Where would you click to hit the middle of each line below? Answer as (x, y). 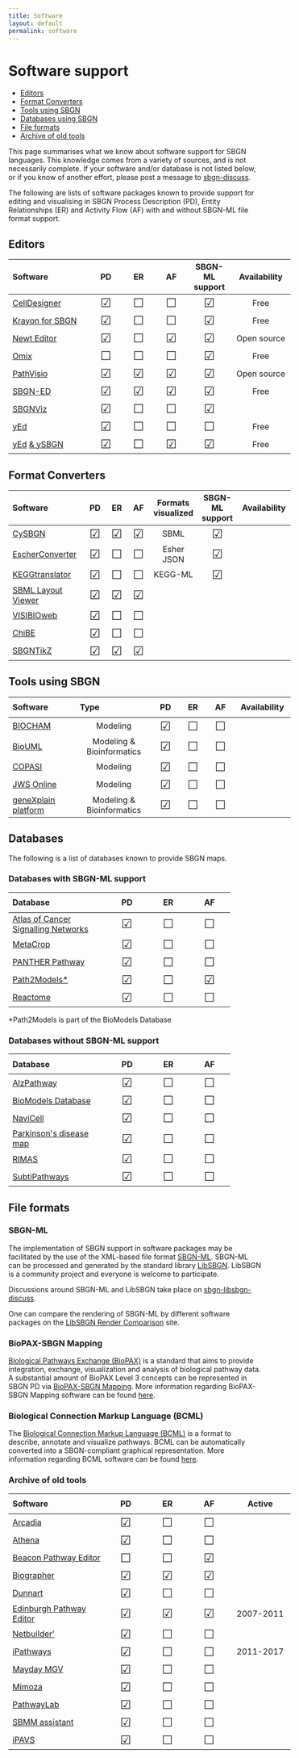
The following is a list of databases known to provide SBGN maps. (118, 858)
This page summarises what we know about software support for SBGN (128, 152)
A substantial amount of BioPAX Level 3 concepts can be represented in (128, 1378)
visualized (173, 513)
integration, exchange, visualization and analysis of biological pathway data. (135, 1370)
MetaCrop (31, 944)
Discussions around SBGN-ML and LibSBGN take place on (105, 1289)
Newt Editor (35, 338)
